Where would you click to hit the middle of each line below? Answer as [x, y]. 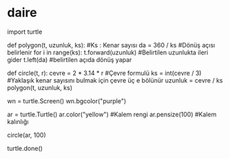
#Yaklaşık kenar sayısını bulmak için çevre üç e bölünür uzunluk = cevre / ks [115, 80]
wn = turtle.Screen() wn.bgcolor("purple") [67, 100]
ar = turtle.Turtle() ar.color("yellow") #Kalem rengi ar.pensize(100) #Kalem [112, 114]
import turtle [25, 32]
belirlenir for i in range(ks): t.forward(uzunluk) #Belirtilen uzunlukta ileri [108, 52]
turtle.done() [25, 148]
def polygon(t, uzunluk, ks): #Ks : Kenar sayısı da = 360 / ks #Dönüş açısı [111, 45]
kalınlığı [18, 121]
